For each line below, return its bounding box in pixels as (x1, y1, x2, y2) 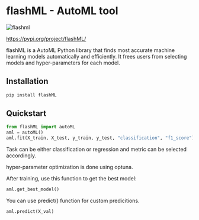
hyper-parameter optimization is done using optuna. (6, 164, 133, 171)
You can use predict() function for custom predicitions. (6, 197, 140, 204)
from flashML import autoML (6, 124, 76, 130)
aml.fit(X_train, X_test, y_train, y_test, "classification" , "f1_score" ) (6, 135, 195, 141)
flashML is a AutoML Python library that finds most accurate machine (6, 46, 175, 54)
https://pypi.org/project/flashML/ (6, 35, 86, 42)
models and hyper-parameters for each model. (6, 59, 120, 66)
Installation (6, 76, 49, 86)
